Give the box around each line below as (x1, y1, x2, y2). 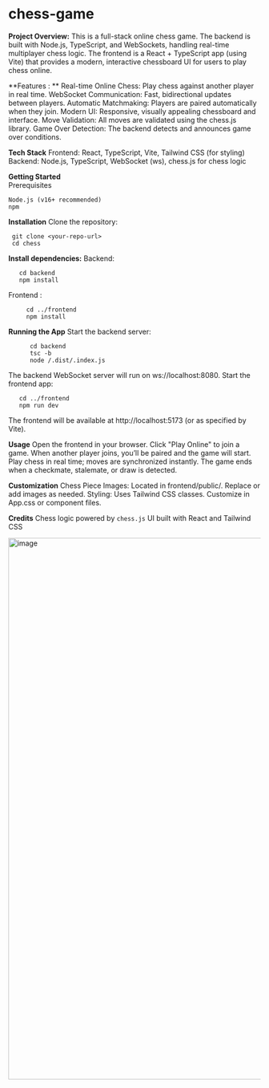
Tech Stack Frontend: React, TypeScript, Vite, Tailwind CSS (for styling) (8, 148, 246, 157)
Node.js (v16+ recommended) (8, 196, 102, 204)
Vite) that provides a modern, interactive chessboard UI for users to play (8, 57, 247, 67)
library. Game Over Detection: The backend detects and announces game (8, 124, 251, 133)
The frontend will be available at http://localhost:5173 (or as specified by (8, 415, 247, 425)
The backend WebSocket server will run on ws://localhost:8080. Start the (8, 370, 251, 380)
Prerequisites (8, 180, 52, 189)
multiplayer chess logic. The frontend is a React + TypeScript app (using (8, 48, 247, 58)
